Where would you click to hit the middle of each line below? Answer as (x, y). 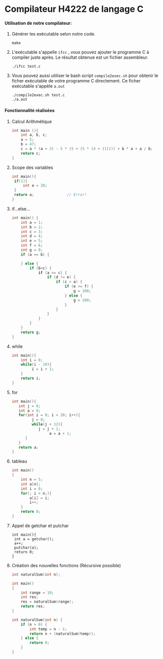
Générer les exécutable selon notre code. (54, 34)
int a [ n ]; (31, 484)
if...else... (21, 209)
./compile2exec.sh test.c (38, 95)
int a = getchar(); (34, 539)
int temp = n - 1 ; (48, 629)
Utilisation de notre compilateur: (38, 23)
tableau (19, 461)
